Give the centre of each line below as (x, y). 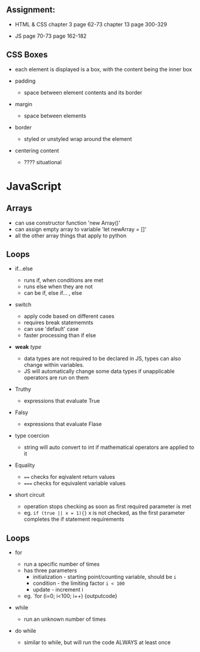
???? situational (43, 162)
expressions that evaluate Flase (63, 424)
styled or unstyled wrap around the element (78, 139)
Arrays (19, 208)
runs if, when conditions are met (63, 280)
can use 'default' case (51, 329)
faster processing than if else (60, 336)
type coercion (32, 436)
